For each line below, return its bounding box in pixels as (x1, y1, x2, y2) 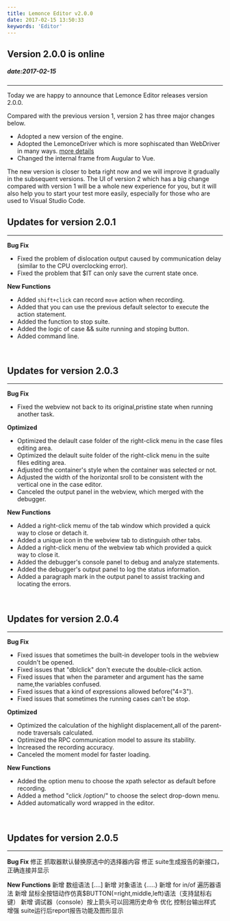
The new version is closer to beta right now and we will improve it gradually (7, 167, 220, 176)
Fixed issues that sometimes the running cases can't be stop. (16, 695, 190, 703)
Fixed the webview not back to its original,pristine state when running (16, 403, 214, 411)
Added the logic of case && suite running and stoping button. (16, 324, 190, 333)
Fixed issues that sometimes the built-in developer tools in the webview (16, 651, 219, 659)
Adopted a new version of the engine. (16, 132, 124, 141)
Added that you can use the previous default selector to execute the (16, 302, 209, 311)
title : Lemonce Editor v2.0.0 (7, 10, 94, 17)
